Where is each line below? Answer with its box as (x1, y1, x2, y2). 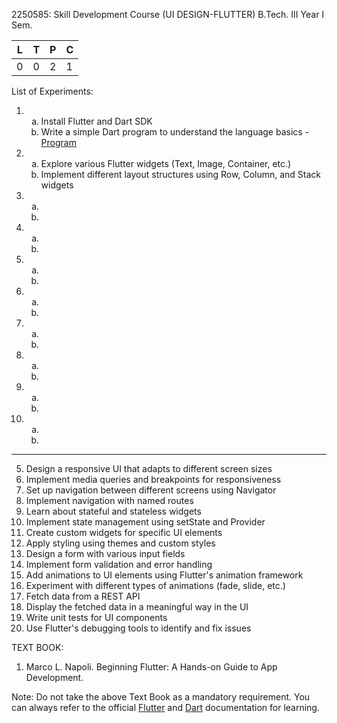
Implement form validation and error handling (25, 559, 213, 570)
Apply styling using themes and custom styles (25, 537, 216, 549)
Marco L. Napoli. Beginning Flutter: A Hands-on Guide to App (25, 661, 278, 673)
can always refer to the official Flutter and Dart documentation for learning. (11, 702, 320, 713)
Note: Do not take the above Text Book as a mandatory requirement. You (11, 691, 311, 703)
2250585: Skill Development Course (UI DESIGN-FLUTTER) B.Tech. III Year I (11, 9, 325, 20)
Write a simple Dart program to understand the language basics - (40, 126, 310, 138)
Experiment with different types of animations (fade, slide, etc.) (25, 580, 286, 591)
